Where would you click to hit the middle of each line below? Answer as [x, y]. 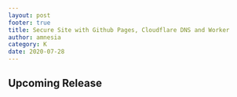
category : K [27, 45]
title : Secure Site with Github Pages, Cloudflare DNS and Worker [119, 30]
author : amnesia [35, 37]
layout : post [29, 15]
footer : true [29, 23]
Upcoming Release [55, 83]
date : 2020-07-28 [36, 52]
